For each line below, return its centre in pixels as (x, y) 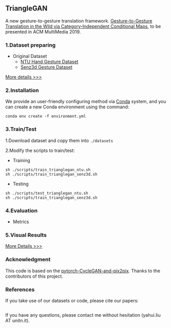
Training (22, 160)
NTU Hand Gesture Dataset (49, 62)
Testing (21, 184)
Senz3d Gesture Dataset (46, 67)
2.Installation (22, 90)
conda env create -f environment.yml (46, 117)
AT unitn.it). (17, 320)
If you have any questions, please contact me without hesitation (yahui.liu (83, 315)
